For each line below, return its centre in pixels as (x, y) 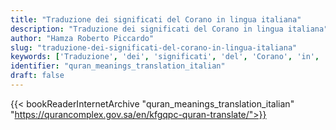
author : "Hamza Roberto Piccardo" (82, 38)
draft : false (37, 76)
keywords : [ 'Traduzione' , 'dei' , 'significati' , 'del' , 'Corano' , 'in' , (165, 57)
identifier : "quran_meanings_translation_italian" (118, 66)
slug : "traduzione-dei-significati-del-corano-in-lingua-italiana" (154, 47)
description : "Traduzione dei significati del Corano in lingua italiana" (169, 29)
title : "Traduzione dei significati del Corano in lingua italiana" (156, 19)
